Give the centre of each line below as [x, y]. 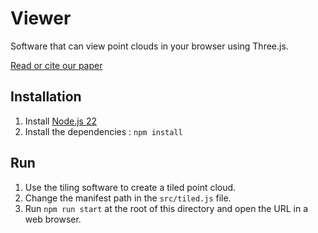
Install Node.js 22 [60, 121]
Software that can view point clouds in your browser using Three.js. [149, 46]
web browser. [53, 219]
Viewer [41, 18]
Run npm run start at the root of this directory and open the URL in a [166, 208]
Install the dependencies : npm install [103, 131]
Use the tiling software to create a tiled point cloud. [130, 187]
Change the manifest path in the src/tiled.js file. [128, 198]
